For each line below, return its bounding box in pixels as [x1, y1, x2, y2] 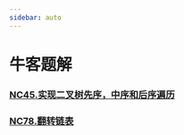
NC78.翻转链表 [9, 114, 74, 127]
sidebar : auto [9, 13, 63, 22]
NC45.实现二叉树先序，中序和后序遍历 [9, 89, 176, 101]
